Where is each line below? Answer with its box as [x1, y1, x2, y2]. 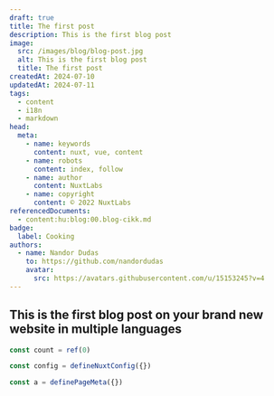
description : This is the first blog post [9, 30, 172, 39]
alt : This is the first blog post [17, 55, 147, 64]
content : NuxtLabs [33, 182, 103, 191]
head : [9, 123, 30, 132]
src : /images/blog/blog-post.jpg [17, 47, 144, 56]
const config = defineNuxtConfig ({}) [9, 362, 152, 371]
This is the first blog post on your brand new [9, 307, 264, 323]
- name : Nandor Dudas [17, 249, 99, 258]
